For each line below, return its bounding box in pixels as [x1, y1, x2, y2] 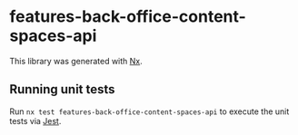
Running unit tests [9, 82, 115, 97]
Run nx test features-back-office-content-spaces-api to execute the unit [9, 106, 290, 117]
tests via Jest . [9, 115, 62, 126]
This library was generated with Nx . [9, 55, 143, 66]
